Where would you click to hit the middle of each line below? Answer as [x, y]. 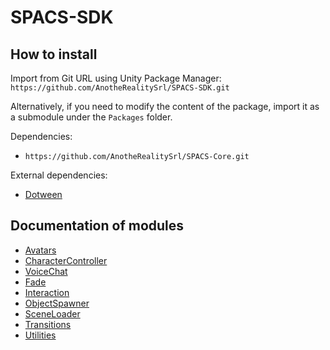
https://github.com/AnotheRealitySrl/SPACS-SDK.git [120, 88]
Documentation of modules [97, 226]
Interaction [47, 292]
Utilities [40, 335]
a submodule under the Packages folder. [91, 117]
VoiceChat [46, 271]
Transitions [48, 324]
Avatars [40, 250]
